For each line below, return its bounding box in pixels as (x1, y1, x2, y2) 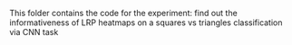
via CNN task (9, 27, 59, 37)
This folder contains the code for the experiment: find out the (9, 8, 238, 18)
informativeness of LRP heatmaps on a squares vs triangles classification (9, 17, 283, 28)
